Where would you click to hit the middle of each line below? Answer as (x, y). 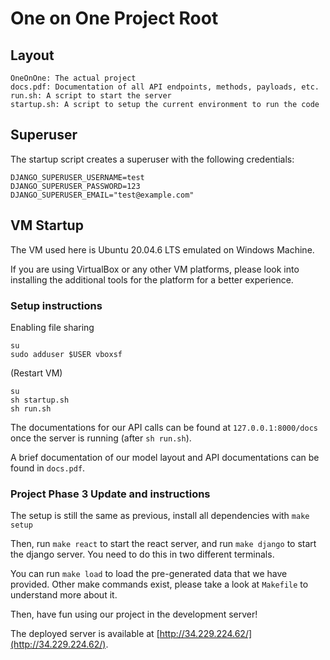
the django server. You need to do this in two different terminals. (142, 554)
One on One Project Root (114, 18)
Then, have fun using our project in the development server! (134, 614)
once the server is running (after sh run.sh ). (101, 438)
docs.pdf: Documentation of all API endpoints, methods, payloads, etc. (165, 87)
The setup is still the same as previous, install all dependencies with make (160, 516)
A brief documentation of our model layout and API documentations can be (165, 457)
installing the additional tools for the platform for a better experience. (152, 279)
